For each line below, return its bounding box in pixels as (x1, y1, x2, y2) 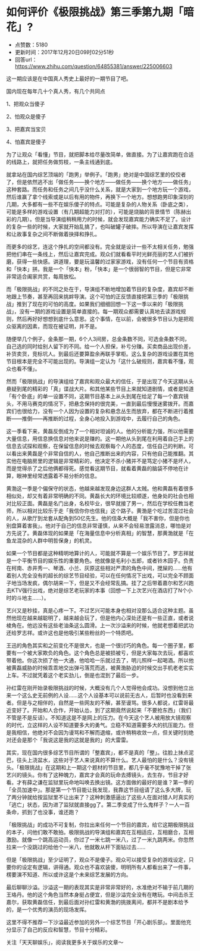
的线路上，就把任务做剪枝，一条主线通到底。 (6, 158, 116, 165)
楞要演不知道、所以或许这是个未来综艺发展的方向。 (6, 871, 132, 878)
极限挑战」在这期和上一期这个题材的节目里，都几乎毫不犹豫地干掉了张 (18, 764, 192, 771)
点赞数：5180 (14, 41, 48, 48)
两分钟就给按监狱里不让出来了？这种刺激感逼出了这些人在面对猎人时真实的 (11, 793, 194, 800)
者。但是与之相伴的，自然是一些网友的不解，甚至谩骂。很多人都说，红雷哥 (6, 699, 189, 706)
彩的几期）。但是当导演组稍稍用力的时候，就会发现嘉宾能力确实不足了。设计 (6, 215, 192, 223)
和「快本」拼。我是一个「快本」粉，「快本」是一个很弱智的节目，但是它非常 (6, 265, 192, 273)
